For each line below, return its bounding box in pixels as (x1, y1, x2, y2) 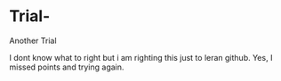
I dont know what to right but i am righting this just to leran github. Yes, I (9, 52, 273, 63)
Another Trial (9, 35, 57, 46)
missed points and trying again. (9, 62, 124, 72)
